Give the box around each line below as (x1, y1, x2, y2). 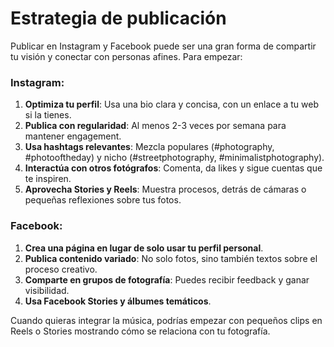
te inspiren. (24, 173, 72, 185)
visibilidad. (24, 284, 70, 296)
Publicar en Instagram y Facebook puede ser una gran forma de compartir (10, 40, 317, 52)
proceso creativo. (24, 263, 98, 275)
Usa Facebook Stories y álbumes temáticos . (24, 295, 212, 307)
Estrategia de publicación (10, 7, 227, 30)
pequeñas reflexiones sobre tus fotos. (24, 194, 182, 206)
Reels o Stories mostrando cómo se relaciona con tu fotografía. (10, 325, 271, 337)
